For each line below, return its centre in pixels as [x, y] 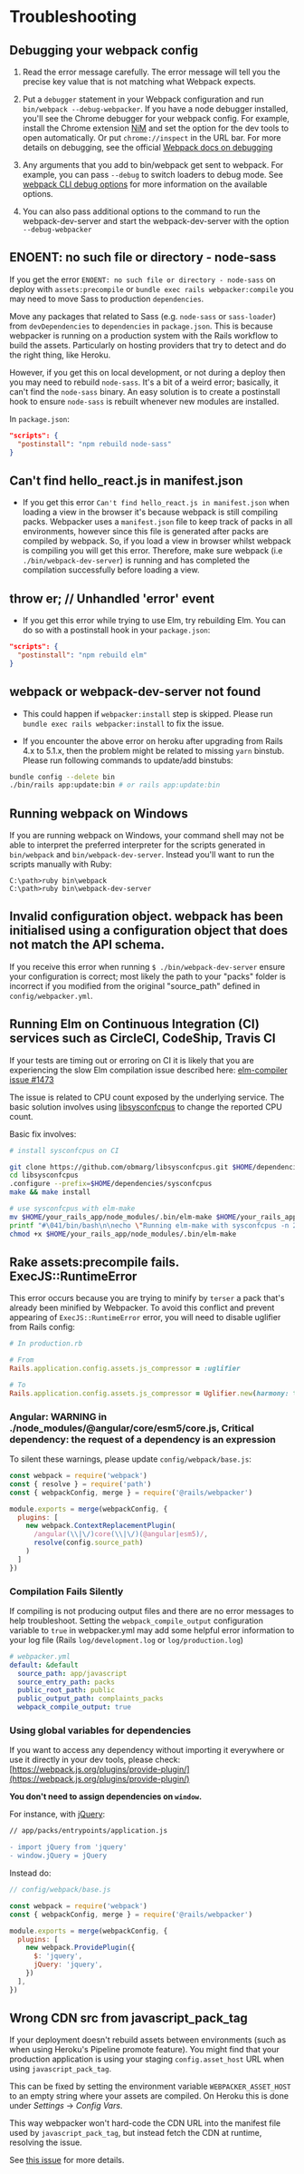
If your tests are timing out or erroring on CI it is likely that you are [132, 1060]
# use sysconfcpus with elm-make [72, 1209]
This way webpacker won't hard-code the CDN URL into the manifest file [145, 2123]
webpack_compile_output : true [74, 1708]
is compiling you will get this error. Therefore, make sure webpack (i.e [152, 551]
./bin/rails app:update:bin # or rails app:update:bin [115, 785]
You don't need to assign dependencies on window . [105, 1797]
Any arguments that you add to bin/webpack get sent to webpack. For [153, 165]
